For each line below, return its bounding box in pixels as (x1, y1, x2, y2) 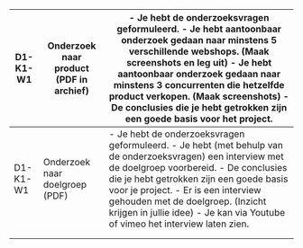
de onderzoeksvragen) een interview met (108, 150, 284, 163)
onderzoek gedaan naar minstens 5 (121, 34, 278, 46)
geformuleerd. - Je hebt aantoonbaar (116, 22, 282, 35)
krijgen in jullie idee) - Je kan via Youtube (108, 207, 286, 218)
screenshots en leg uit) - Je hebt (125, 57, 272, 68)
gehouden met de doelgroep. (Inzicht (108, 195, 267, 208)
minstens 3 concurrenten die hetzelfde (113, 79, 285, 91)
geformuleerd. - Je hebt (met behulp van (108, 139, 284, 151)
